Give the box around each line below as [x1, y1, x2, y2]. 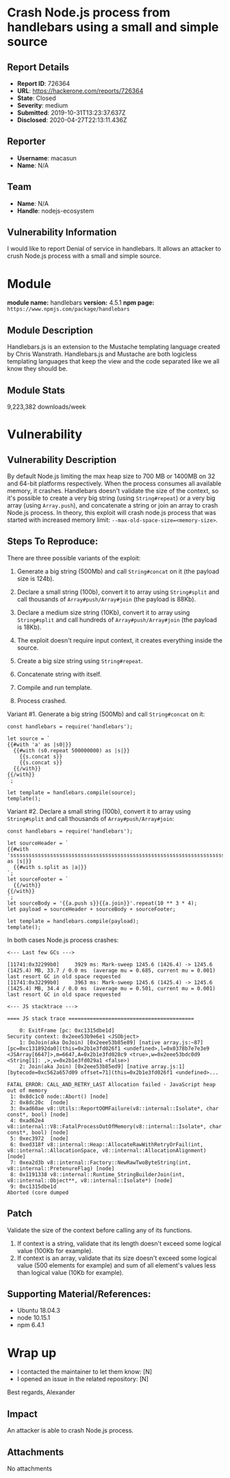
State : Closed [16, 94, 56, 102]
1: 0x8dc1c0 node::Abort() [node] [10, 1093, 109, 1100]
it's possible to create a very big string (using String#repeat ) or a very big [7, 494, 216, 502]
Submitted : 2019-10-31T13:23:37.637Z [16, 108, 126, 117]
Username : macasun [16, 154, 77, 162]
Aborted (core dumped [7, 1189, 69, 1196]
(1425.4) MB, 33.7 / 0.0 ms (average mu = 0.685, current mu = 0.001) [7, 967, 216, 974]
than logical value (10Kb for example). [16, 1268, 124, 1276]
